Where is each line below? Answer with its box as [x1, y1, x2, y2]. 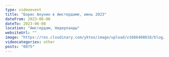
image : [5, 35, 19, 40]
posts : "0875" [5, 44, 35, 49]
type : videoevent [5, 7, 42, 12]
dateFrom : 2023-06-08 [5, 16, 51, 21]
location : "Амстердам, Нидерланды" [5, 26, 80, 31]
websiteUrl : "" [5, 30, 37, 35]
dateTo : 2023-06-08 [5, 21, 46, 26]
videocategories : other [5, 40, 55, 45]
